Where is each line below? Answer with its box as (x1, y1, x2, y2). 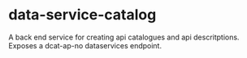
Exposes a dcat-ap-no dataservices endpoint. (8, 40, 162, 50)
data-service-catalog (8, 6, 157, 24)
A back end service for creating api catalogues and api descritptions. (8, 32, 240, 42)
